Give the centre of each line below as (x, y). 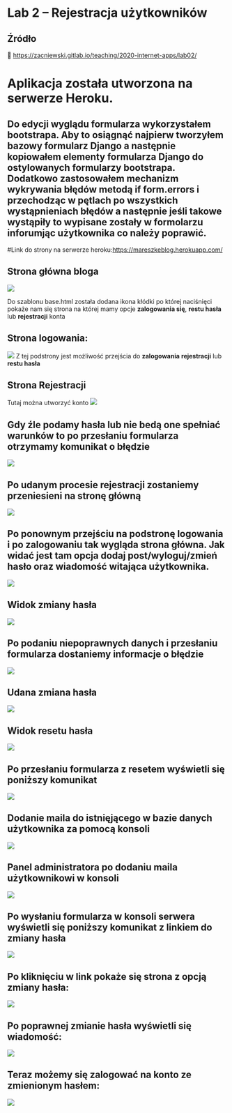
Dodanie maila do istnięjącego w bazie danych (110, 818)
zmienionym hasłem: (53, 1086)
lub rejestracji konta (36, 316)
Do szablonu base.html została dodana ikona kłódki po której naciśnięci (110, 301)
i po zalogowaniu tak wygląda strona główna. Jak (116, 545)
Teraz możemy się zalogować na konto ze (99, 1075)
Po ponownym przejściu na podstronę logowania (115, 534)
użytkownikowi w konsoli (63, 878)
